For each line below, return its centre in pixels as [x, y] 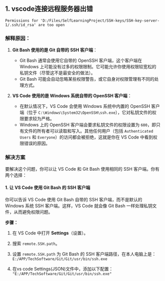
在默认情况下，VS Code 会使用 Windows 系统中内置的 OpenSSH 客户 [90, 106]
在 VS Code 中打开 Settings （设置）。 [50, 233]
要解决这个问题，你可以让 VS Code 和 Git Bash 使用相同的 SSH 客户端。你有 [82, 169]
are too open [51, 25]
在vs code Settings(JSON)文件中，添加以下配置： [63, 269]
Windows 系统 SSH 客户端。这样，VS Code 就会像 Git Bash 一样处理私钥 [79, 206]
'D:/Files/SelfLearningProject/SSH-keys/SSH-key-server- [100, 21]
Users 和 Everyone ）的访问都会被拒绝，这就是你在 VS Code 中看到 [86, 137]
